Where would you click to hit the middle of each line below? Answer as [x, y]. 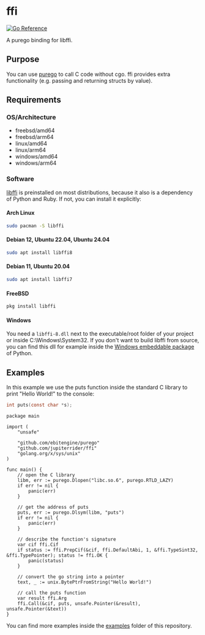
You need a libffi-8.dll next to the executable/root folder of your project [100, 334]
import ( [17, 427]
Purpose [23, 59]
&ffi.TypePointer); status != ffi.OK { [57, 555]
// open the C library [46, 475]
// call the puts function [52, 593]
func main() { [24, 470]
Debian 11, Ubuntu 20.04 [38, 266]
